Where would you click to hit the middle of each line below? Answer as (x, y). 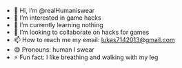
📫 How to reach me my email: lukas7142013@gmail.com (94, 40)
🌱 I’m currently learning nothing (58, 25)
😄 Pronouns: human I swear (54, 50)
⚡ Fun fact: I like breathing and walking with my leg (86, 57)
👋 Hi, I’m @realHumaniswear (54, 11)
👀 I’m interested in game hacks (57, 18)
